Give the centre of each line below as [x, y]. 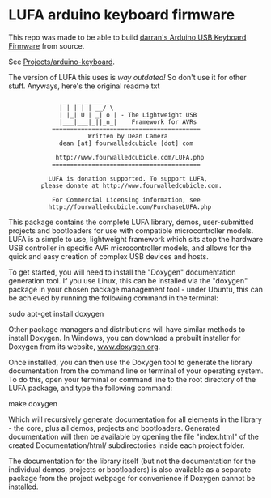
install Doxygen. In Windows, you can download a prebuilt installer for [125, 338]
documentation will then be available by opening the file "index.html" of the [134, 436]
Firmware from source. [47, 45]
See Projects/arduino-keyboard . [62, 62]
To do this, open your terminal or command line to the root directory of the [132, 379]
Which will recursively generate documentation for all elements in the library [135, 419]
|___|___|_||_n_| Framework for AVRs [128, 122]
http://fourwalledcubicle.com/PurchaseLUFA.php [130, 207]
